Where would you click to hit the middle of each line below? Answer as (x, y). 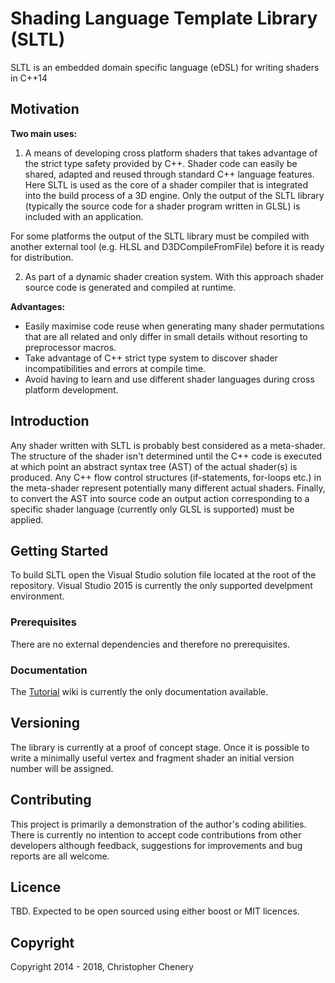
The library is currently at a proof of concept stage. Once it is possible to (160, 747)
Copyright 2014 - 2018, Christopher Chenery (102, 967)
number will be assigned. (62, 768)
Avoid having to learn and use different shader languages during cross (169, 379)
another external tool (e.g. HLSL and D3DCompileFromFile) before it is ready (167, 246)
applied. (27, 519)
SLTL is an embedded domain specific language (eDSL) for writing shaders (165, 67)
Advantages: (38, 306)
